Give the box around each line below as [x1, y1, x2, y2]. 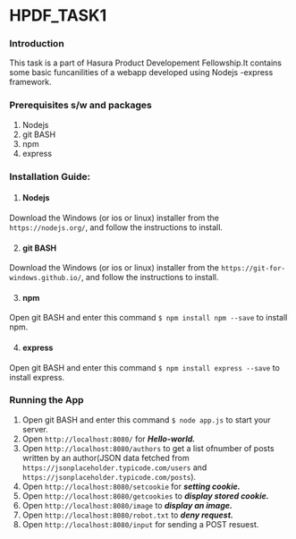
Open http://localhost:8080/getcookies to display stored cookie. [21, 490, 270, 501]
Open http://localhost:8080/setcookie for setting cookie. [21, 481, 241, 492]
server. [21, 423, 49, 434]
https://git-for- [220, 264, 286, 273]
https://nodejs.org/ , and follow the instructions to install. [9, 221, 224, 233]
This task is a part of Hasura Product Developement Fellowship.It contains [9, 57, 283, 68]
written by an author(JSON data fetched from [21, 452, 190, 463]
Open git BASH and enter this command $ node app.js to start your [21, 414, 271, 425]
